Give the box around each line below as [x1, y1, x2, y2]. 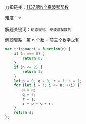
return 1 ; [22, 69, 43, 74]
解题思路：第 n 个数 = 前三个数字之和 [5, 37, 80, 42]
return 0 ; [22, 56, 43, 61]
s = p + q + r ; [22, 101, 54, 106]
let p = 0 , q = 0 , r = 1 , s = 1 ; [14, 79, 82, 83]
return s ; [14, 110, 34, 115]
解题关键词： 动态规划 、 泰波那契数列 [5, 26, 72, 32]
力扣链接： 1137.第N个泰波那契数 [5, 4, 69, 10]
